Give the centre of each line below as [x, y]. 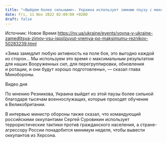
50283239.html [21, 44]
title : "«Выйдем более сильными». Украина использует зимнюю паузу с [79, 10]
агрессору [16, 130]
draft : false [19, 19]
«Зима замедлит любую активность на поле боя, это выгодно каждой [80, 53]
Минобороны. [20, 75]
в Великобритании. [25, 105]
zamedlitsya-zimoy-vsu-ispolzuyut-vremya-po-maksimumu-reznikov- [77, 38]
